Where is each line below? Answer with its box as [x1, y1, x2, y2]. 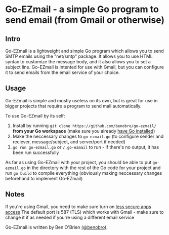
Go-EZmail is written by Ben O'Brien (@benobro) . [5, 224, 108, 230]
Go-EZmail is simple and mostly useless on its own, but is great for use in [5, 97, 158, 103]
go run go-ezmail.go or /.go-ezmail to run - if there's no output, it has [12, 144, 159, 150]
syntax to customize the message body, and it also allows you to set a [5, 59, 151, 64]
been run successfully [12, 149, 59, 155]
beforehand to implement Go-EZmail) [5, 175, 83, 181]
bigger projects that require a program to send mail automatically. [5, 103, 142, 109]
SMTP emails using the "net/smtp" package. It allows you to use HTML [5, 53, 153, 59]
